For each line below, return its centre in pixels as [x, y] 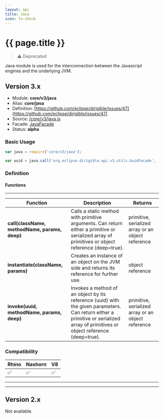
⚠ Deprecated [32, 56]
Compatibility [21, 352]
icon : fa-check [20, 19]
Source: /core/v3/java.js [36, 119]
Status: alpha [26, 129]
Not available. [19, 411]
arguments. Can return [97, 224]
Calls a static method [95, 211]
